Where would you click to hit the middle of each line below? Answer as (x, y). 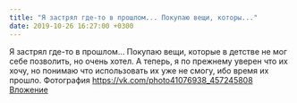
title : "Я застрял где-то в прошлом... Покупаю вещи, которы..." (133, 17)
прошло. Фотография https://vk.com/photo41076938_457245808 (131, 80)
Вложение (29, 90)
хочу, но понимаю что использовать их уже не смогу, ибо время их (139, 70)
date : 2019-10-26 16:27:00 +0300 (72, 26)
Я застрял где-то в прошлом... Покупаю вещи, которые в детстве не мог (148, 51)
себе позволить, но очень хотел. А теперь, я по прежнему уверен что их (148, 61)
